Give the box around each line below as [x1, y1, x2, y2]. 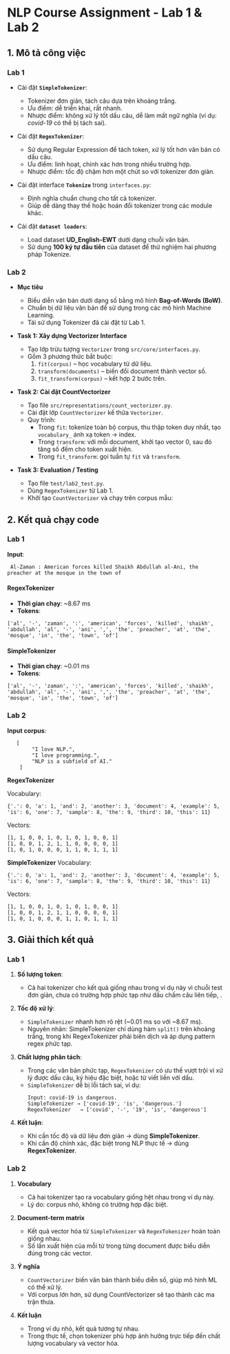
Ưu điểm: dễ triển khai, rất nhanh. [27, 103, 123, 112]
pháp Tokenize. [27, 250, 72, 258]
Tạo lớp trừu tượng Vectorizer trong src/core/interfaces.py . [27, 345, 201, 353]
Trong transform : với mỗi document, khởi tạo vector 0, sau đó [37, 438, 212, 446]
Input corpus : [7, 726, 47, 735]
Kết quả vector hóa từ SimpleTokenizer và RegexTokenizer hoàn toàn [27, 1226, 220, 1235]
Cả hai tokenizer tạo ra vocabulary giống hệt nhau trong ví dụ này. [27, 1193, 216, 1201]
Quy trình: [27, 416, 56, 424]
